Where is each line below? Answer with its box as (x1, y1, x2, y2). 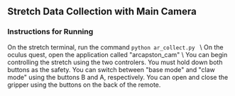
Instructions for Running (7, 27, 94, 37)
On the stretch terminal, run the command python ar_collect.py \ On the (7, 42, 224, 52)
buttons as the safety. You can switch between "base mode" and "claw (7, 65, 215, 73)
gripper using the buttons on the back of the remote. (7, 80, 161, 89)
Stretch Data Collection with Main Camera (7, 6, 197, 18)
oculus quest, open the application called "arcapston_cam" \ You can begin (7, 50, 228, 59)
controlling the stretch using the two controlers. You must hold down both (7, 58, 223, 66)
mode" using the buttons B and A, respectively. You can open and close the (7, 73, 229, 81)
